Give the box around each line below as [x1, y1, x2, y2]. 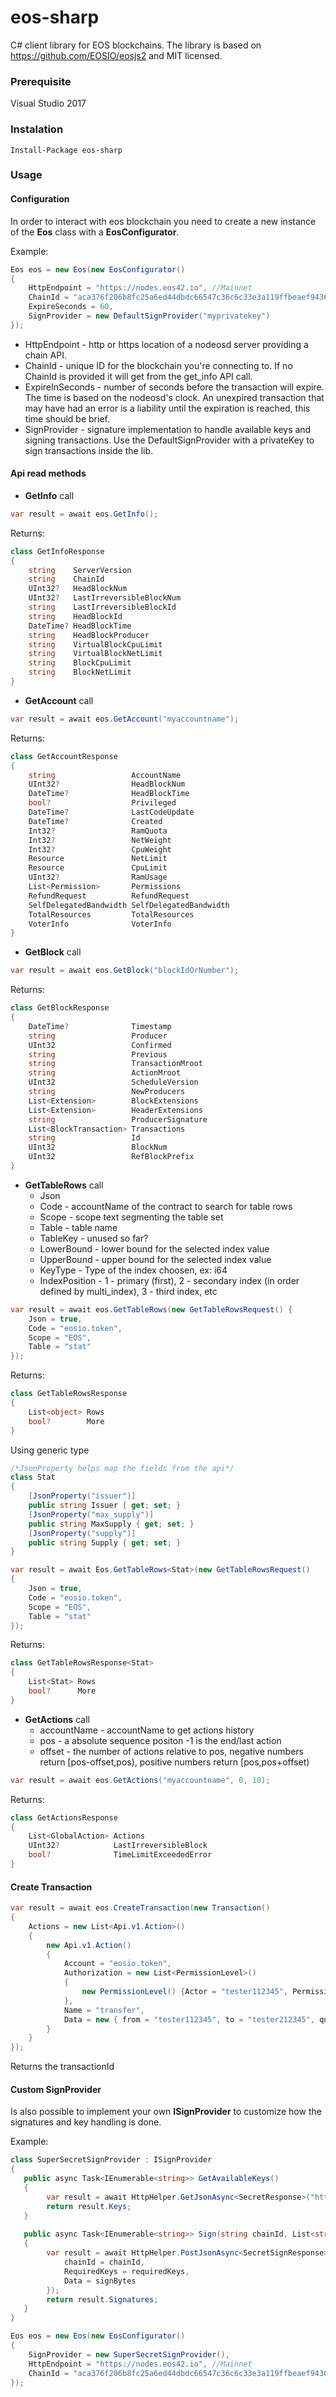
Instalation [10, 122, 64, 136]
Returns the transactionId [10, 2061, 115, 2073]
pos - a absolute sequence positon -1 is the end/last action [39, 1734, 282, 1746]
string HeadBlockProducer [28, 630, 150, 640]
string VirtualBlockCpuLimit [28, 639, 163, 650]
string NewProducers [28, 1087, 186, 1097]
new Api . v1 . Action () [46, 1940, 132, 1950]
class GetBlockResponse [10, 1003, 110, 1013]
